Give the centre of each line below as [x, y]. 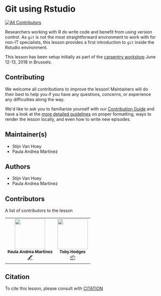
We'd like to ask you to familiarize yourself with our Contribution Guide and [80, 109]
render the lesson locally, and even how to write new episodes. [68, 119]
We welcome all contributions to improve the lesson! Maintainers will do [77, 89]
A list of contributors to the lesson [39, 211]
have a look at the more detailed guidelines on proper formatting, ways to [78, 114]
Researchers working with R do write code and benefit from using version [79, 32]
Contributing [25, 77]
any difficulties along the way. [35, 99]
